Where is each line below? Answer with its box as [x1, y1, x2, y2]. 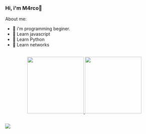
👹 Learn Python [12, 36, 45, 42]
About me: [5, 16, 27, 22]
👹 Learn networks [12, 42, 50, 48]
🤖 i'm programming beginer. [12, 26, 70, 32]
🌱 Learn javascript [12, 31, 50, 37]
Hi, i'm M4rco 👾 [5, 5, 43, 12]
